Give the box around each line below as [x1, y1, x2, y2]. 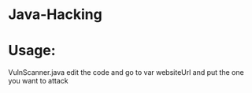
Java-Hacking [8, 6, 102, 24]
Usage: [8, 42, 57, 60]
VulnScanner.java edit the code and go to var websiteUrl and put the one [8, 68, 244, 77]
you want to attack [8, 76, 69, 86]
